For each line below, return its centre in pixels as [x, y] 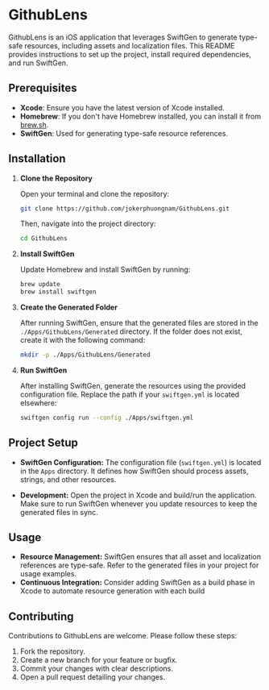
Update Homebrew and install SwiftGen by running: [105, 270]
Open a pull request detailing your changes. [93, 677]
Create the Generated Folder [69, 307]
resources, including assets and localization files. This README [130, 45]
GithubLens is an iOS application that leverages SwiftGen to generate [123, 37]
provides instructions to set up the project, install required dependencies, [130, 54]
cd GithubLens [43, 239]
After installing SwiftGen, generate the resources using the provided [133, 385]
